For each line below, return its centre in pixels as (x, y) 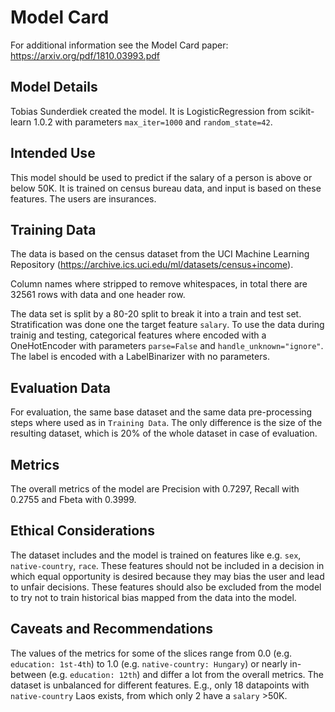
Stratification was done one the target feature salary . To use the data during (167, 325)
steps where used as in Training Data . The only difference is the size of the (166, 423)
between (28, 674)
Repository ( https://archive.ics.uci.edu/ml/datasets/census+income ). (152, 265)
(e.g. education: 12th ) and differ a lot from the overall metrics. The (186, 674)
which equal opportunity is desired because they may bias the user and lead (167, 576)
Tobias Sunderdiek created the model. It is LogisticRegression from (148, 111)
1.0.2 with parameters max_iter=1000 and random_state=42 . (153, 122)
